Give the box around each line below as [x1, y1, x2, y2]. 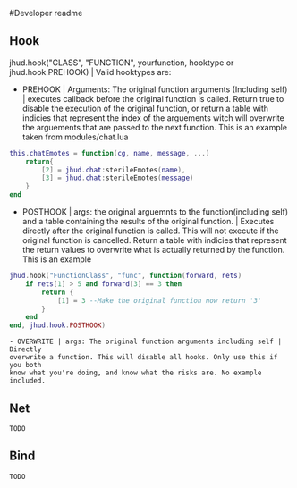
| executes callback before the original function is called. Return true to [21, 93, 284, 104]
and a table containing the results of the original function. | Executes [21, 216, 275, 227]
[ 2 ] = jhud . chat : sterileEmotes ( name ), [41, 165, 186, 174]
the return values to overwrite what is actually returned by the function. [21, 245, 285, 256]
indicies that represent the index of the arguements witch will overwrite [21, 112, 284, 123]
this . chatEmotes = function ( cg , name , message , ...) [9, 148, 210, 157]
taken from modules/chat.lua [21, 131, 129, 142]
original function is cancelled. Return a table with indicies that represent [21, 235, 288, 246]
